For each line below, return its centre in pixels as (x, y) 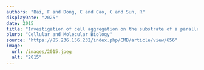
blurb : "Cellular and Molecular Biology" (59, 35)
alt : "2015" (27, 57)
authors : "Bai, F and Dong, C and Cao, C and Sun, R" (76, 12)
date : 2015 (20, 23)
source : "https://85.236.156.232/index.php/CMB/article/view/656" (92, 40)
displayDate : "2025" (32, 18)
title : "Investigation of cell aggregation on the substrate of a (92, 29)
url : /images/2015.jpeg (42, 52)
